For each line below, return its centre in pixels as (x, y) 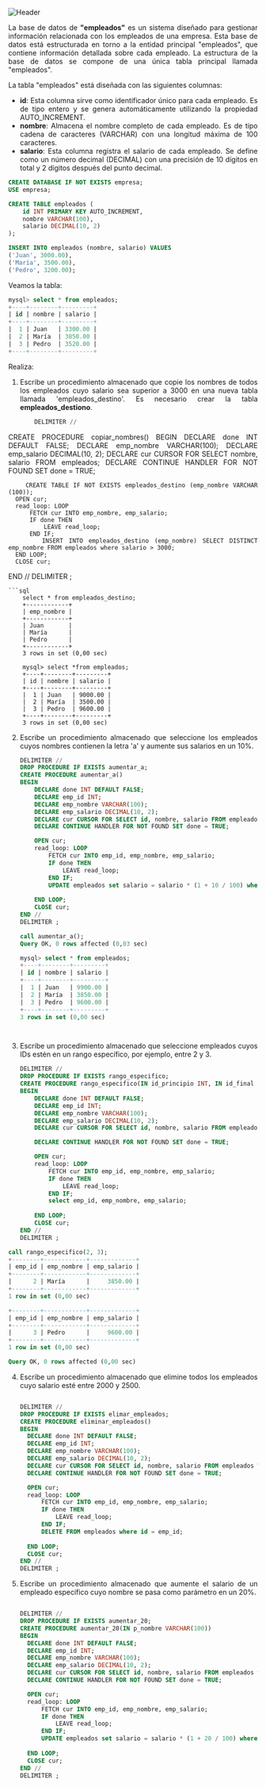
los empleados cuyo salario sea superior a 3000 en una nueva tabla (139, 390)
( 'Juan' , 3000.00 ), (40, 255)
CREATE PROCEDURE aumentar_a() (71, 775)
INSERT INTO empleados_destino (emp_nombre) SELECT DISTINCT (150, 541)
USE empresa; (30, 190)
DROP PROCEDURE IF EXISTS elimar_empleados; (94, 1414)
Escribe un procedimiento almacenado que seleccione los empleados (139, 737)
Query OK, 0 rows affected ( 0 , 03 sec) (84, 944)
